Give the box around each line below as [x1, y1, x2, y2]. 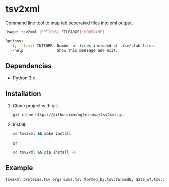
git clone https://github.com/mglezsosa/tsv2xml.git [12, 112, 126, 118]
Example [5, 164, 33, 172]
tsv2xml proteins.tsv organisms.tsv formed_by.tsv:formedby [5, 177, 134, 182]
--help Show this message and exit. [10, 48, 118, 53]
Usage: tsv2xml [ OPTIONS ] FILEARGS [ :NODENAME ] [5, 29, 105, 34]
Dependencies [5, 61, 52, 70]
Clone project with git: [12, 103, 59, 109]
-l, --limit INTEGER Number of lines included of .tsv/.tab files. [10, 43, 156, 48]
